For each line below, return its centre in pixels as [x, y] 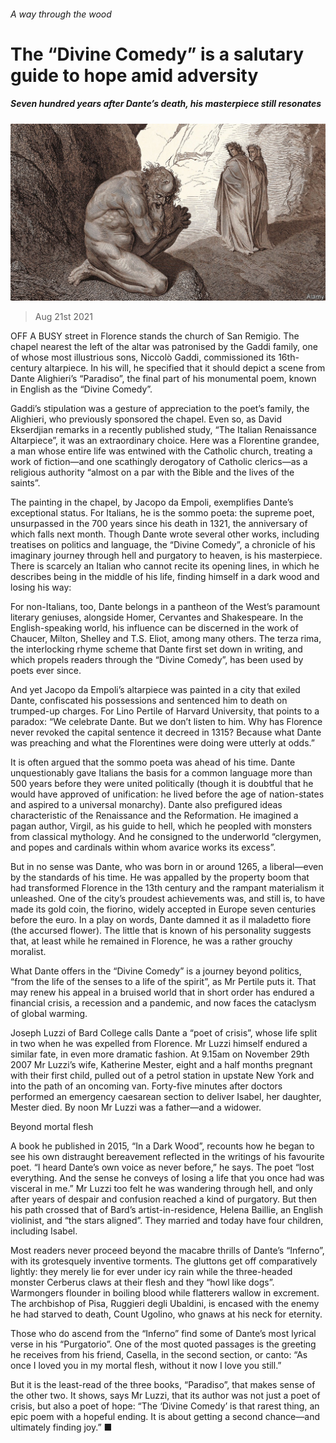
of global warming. [49, 1014]
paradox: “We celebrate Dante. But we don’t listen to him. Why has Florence [166, 722]
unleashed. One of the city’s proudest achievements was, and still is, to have [168, 899]
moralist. [28, 952]
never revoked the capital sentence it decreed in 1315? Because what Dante [166, 732]
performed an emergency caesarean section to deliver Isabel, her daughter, [166, 1097]
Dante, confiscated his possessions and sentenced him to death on [149, 701]
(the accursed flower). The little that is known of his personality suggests [161, 931]
